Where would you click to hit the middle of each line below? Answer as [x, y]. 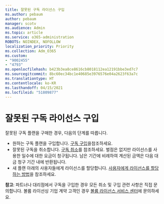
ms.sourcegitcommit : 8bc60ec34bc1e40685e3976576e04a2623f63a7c [72, 74]
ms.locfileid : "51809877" [32, 92]
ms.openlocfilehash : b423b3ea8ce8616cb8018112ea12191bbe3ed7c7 [72, 70]
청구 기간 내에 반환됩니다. [42, 162]
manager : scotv [21, 23]
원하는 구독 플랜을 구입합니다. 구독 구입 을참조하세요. [62, 143]
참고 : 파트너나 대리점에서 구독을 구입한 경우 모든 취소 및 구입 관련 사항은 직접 [79, 185]
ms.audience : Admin [25, 28]
